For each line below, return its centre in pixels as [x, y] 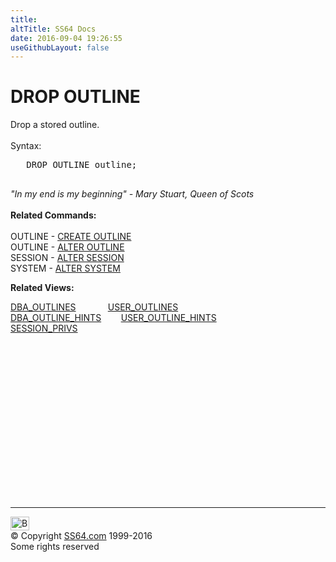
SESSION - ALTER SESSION [67, 258]
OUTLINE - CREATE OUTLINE [71, 237]
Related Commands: [53, 215]
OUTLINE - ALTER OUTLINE [67, 247]
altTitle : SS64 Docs [53, 29]
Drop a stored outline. [55, 125]
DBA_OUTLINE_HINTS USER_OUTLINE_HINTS [113, 318]
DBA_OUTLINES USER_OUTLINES [94, 307]
